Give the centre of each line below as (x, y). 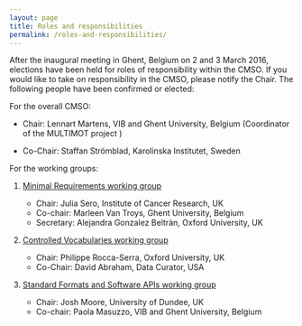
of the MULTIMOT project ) (72, 134)
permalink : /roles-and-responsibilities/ (88, 34)
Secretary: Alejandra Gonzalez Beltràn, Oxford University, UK (149, 223)
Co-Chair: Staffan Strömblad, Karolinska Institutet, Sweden (132, 151)
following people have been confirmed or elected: (102, 89)
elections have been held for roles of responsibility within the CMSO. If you (148, 70)
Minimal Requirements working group (92, 186)
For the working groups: (54, 169)
